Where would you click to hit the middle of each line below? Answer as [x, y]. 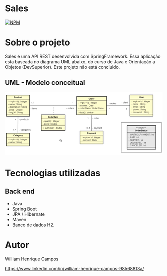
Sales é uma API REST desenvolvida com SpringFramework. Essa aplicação [83, 56]
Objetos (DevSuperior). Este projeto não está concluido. [63, 67]
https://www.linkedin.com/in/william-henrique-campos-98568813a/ [75, 268]
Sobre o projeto [38, 43]
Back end [20, 191]
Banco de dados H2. [33, 225]
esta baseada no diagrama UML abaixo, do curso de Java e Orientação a [80, 62]
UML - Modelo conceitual [45, 83]
